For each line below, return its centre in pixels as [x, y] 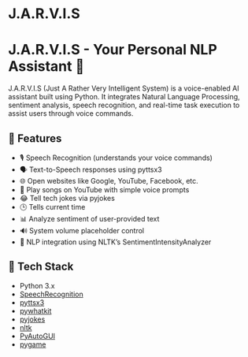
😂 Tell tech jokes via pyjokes [67, 198]
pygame [33, 344]
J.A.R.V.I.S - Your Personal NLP [113, 50]
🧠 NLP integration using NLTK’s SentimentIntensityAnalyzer [115, 242]
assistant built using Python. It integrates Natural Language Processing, [124, 97]
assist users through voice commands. [71, 113]
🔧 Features [35, 138]
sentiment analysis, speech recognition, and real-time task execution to [124, 105]
